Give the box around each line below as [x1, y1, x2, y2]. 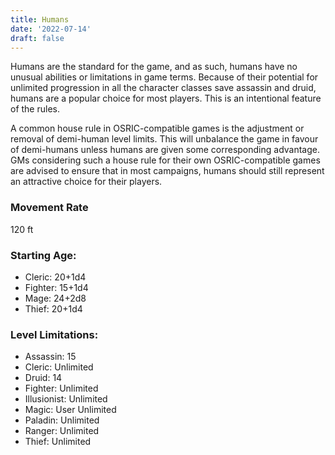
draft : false [10, 33, 65, 43]
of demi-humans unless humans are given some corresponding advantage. [10, 144, 321, 156]
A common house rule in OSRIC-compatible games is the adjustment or [10, 122, 305, 135]
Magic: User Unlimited [24, 404, 117, 416]
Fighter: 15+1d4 [24, 281, 89, 293]
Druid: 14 [24, 372, 63, 384]
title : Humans [10, 14, 70, 25]
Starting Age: [10, 248, 77, 262]
